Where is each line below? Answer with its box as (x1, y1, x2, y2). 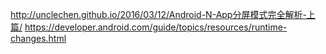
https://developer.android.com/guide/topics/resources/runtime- (24, 21, 288, 33)
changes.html (10, 33, 67, 44)
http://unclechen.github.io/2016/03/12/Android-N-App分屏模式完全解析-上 (10, 9, 316, 20)
